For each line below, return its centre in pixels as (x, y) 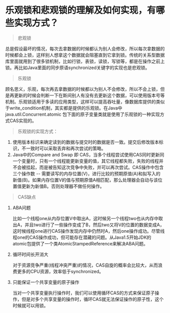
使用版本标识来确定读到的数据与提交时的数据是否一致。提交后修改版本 (86, 142)
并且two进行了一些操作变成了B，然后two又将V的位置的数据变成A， (94, 225)
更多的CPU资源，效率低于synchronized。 (60, 271)
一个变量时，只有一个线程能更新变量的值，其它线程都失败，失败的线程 (86, 161)
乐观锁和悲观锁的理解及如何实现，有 (81, 10)
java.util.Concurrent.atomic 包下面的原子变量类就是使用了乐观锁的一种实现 (83, 114)
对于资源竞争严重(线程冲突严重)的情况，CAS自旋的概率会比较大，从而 (85, 265)
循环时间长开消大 (30, 254)
